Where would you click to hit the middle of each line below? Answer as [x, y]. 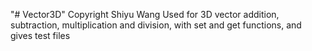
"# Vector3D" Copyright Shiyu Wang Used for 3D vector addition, [145, 14]
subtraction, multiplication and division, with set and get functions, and [156, 25]
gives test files [40, 35]
